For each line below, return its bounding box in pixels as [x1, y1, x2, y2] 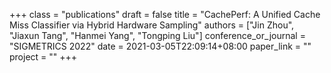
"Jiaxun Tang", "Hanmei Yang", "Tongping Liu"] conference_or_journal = [9, 30, 306, 41]
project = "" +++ [9, 51, 78, 63]
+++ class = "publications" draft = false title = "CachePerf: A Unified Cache [9, 9, 321, 20]
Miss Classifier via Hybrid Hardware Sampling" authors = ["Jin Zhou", [9, 19, 295, 31]
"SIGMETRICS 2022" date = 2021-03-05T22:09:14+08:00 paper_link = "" [9, 40, 312, 52]
